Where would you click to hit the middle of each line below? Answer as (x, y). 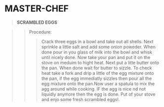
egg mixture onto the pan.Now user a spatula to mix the (98, 83)
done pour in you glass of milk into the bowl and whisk (97, 52)
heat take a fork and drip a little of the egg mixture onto (98, 73)
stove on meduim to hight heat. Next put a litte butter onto (100, 62)
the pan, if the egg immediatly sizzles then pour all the (97, 78)
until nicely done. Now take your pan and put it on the (96, 57)
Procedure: (41, 32)
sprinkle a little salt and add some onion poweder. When (99, 47)
